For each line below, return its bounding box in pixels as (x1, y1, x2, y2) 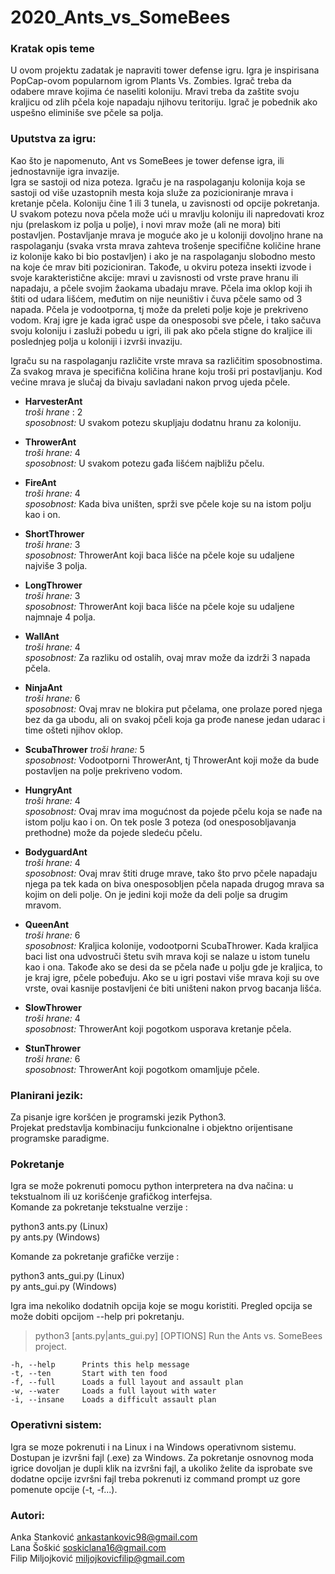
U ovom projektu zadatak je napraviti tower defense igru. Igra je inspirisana (10, 64, 320, 76)
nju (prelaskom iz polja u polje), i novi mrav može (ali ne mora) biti (10, 218, 281, 230)
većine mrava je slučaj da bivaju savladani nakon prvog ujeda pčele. (10, 376, 291, 388)
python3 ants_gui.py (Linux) (10, 1270, 125, 1282)
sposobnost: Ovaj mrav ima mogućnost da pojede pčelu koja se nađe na (24, 805, 323, 817)
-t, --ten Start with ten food (10, 1369, 168, 1379)
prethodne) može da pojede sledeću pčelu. (24, 826, 203, 838)
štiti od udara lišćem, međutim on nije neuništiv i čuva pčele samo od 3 (10, 292, 303, 305)
